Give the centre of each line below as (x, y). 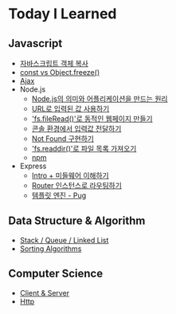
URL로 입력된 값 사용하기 (70, 109)
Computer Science (56, 274)
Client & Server (45, 292)
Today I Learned (63, 14)
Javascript (35, 43)
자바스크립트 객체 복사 (54, 63)
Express (33, 166)
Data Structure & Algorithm (77, 221)
